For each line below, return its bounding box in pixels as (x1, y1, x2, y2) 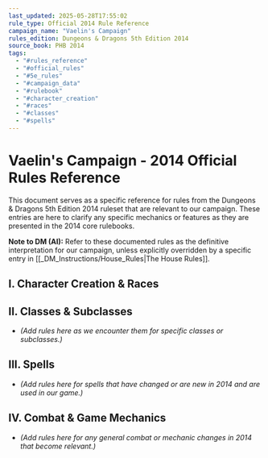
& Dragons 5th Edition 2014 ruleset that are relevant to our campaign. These (8, 203, 260, 214)
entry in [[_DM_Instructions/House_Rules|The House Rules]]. (8, 253, 211, 263)
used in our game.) (19, 388, 84, 398)
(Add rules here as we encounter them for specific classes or (19, 326, 224, 335)
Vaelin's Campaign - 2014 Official (8, 152, 237, 170)
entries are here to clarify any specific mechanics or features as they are (8, 212, 249, 222)
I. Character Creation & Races (8, 277, 159, 291)
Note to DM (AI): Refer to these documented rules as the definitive (8, 236, 229, 246)
